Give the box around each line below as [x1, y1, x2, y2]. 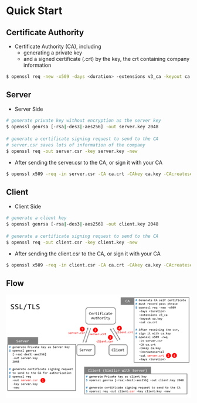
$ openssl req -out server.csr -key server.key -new [6, 148, 138, 155]
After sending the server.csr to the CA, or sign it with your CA [14, 159, 163, 166]
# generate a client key [6, 215, 67, 221]
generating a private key [23, 49, 83, 56]
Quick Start [6, 4, 63, 18]
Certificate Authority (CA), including [14, 43, 101, 50]
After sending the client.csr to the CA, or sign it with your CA [14, 250, 161, 257]
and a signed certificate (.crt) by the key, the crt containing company [23, 56, 190, 62]
